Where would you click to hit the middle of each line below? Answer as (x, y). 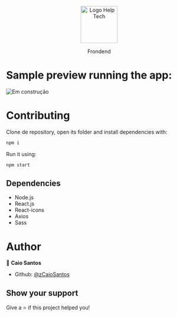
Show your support (42, 293)
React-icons (29, 210)
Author (24, 246)
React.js (24, 204)
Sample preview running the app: (89, 75)
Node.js (24, 198)
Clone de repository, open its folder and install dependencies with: (87, 132)
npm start (18, 165)
